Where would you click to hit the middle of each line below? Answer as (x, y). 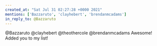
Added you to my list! (27, 38)
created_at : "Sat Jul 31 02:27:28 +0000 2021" (54, 10)
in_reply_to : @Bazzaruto (31, 19)
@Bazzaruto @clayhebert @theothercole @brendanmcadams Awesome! (79, 33)
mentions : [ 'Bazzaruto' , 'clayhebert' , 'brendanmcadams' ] (66, 14)
